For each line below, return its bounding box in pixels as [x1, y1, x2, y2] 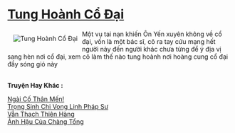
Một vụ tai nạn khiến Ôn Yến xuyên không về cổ [81, 30, 222, 38]
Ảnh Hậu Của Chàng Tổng [7, 117, 84, 126]
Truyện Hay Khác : [7, 81, 63, 89]
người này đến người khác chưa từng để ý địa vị [81, 45, 222, 53]
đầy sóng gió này [7, 59, 58, 68]
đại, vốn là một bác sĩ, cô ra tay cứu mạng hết [81, 37, 216, 45]
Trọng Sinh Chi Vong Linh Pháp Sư [7, 102, 109, 110]
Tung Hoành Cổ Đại [7, 6, 125, 23]
